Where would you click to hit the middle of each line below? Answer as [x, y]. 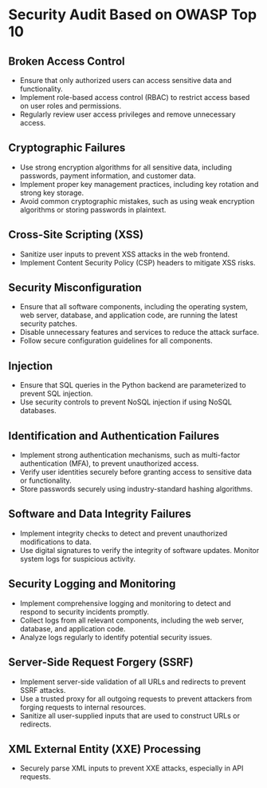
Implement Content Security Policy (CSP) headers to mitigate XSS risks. [137, 262]
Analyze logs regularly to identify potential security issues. [116, 637]
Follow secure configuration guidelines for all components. [116, 340]
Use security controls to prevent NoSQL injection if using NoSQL [126, 402]
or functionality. [45, 480]
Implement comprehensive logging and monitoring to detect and [125, 603]
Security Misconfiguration [75, 288]
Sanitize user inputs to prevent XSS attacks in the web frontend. [125, 254]
